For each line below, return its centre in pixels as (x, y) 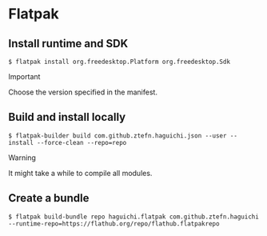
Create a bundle (49, 198)
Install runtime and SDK (68, 44)
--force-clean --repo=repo (82, 142)
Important (24, 76)
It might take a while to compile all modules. (80, 173)
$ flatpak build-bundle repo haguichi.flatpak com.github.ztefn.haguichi (134, 217)
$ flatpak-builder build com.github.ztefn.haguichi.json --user (118, 136)
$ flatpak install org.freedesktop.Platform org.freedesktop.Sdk (119, 62)
